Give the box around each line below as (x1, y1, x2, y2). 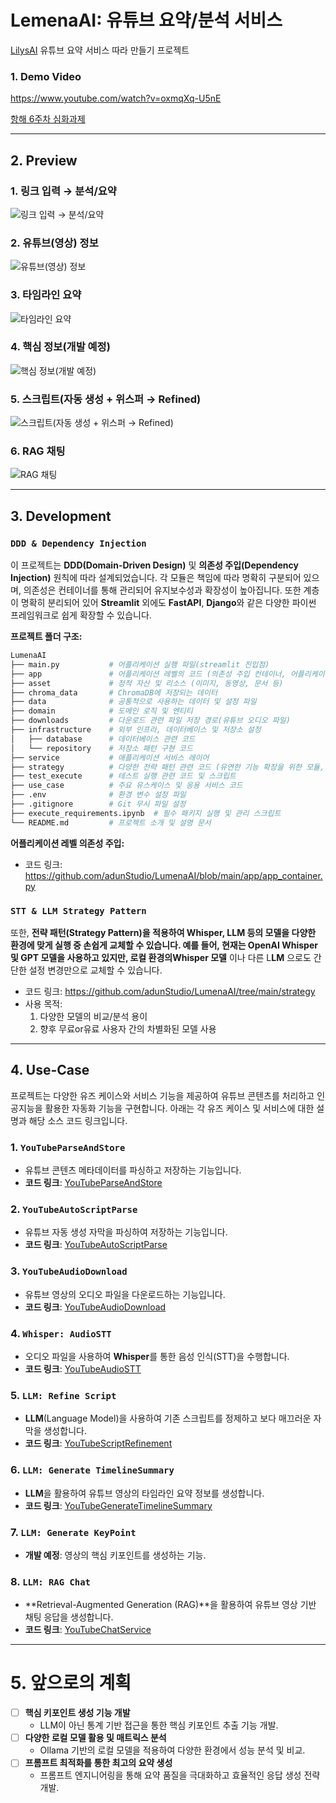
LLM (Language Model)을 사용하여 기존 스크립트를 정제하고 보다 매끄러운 (24, 1412, 312, 1425)
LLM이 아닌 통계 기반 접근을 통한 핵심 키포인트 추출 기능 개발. (39, 1719, 279, 1731)
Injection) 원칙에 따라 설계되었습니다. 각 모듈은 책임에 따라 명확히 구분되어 (10, 572, 302, 584)
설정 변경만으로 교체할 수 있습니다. (28, 964, 163, 976)
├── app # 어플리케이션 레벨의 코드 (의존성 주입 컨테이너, (10, 669, 287, 679)
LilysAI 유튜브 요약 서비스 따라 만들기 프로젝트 (10, 44, 190, 56)
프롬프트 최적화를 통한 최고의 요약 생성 (24, 1757, 173, 1769)
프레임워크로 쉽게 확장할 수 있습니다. (10, 609, 152, 621)
